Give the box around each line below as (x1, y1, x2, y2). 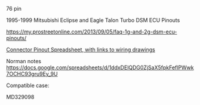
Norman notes (6, 58, 42, 64)
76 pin (6, 5, 22, 12)
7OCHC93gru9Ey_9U (6, 70, 58, 77)
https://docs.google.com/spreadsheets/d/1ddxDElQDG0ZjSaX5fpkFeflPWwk (6, 64, 194, 71)
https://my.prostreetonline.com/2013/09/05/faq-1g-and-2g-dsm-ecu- (6, 28, 177, 35)
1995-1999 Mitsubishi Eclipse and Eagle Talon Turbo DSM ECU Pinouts (6, 17, 180, 23)
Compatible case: (6, 82, 50, 89)
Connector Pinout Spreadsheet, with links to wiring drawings (6, 46, 155, 53)
